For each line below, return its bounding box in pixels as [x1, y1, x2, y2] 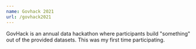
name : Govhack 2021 [6, 8, 54, 15]
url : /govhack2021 [6, 14, 51, 20]
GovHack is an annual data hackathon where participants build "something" [6, 30, 191, 37]
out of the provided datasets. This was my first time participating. [6, 36, 165, 43]
